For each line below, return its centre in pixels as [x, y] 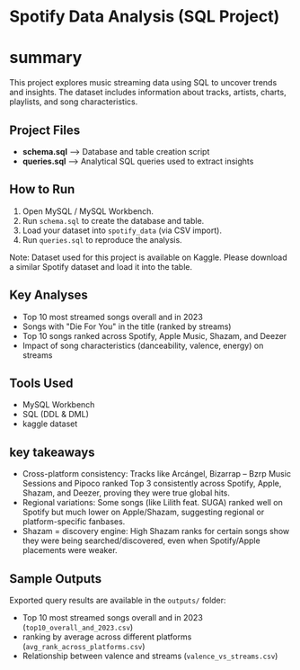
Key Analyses [49, 295]
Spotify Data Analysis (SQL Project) [145, 17]
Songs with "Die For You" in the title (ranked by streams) [127, 326]
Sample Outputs [56, 579]
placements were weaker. [70, 550]
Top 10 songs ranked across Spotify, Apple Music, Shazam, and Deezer [154, 335]
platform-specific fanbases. [74, 522]
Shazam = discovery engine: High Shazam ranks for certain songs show [156, 532]
